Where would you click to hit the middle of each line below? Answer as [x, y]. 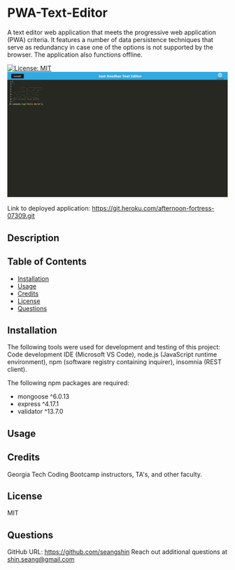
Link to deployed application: [49, 209]
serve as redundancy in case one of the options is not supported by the [110, 47]
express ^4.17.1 [38, 404]
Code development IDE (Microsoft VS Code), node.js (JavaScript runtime [112, 354]
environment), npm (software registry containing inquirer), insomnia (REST [114, 362]
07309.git [21, 216]
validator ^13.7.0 [40, 412]
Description [33, 238]
